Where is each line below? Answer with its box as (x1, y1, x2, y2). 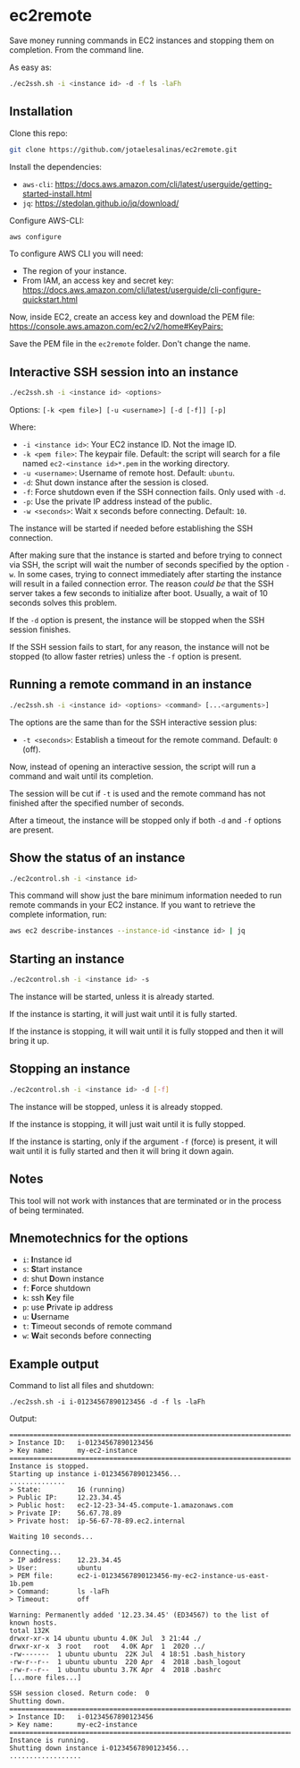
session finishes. (9, 624, 71, 636)
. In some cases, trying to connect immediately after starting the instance (12, 569, 282, 580)
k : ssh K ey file (21, 1293, 74, 1303)
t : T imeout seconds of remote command (21, 1321, 172, 1332)
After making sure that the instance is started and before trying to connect (9, 550, 283, 560)
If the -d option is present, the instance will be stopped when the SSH (9, 615, 265, 626)
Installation (9, 104, 73, 119)
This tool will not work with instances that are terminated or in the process (9, 1195, 282, 1206)
